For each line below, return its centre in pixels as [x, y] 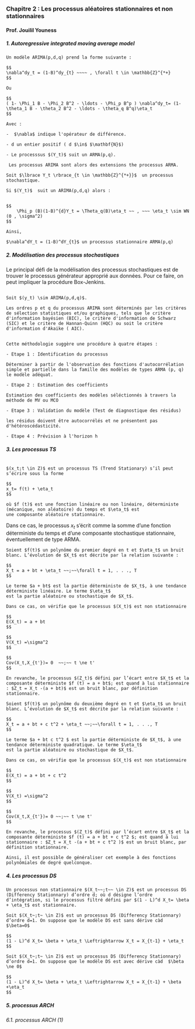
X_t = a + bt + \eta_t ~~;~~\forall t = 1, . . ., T [72, 571]
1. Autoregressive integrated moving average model [70, 43]
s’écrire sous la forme [35, 474]
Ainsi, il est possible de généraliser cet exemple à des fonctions [91, 858]
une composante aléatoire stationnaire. [56, 515]
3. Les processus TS [31, 449]
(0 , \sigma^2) [25, 216]
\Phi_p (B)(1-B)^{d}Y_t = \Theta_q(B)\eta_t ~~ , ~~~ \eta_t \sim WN [103, 211]
